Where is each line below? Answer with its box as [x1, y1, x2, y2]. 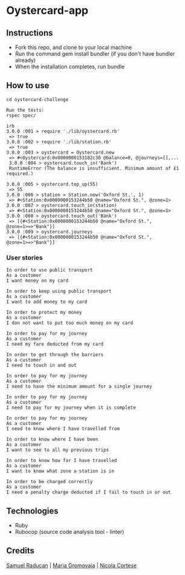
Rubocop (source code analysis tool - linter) [14, 528, 125, 535]
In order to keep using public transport [6, 288, 112, 294]
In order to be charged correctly [6, 479, 93, 485]
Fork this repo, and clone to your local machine [14, 44, 133, 51]
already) [14, 57, 36, 63]
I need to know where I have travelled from [6, 426, 120, 432]
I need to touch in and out [6, 362, 77, 369]
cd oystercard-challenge [6, 96, 69, 103]
